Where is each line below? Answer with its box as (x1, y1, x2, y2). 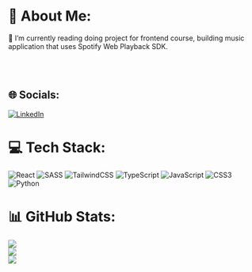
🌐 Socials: (8, 89, 60, 102)
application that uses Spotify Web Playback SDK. (8, 41, 169, 51)
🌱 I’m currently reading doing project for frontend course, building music (8, 33, 245, 43)
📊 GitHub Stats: (8, 207, 116, 225)
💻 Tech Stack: (8, 138, 106, 157)
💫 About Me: (8, 7, 92, 25)
